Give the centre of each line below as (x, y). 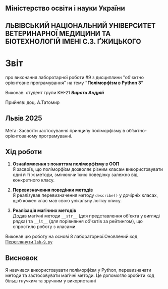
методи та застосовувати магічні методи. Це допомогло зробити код (80, 275)
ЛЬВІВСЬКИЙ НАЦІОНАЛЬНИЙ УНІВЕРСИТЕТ (80, 26)
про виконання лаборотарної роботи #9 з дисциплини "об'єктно (75, 77)
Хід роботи (23, 152)
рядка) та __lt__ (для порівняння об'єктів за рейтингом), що (77, 221)
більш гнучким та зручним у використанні (51, 281)
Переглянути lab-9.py (29, 242)
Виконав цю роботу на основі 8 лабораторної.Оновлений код (71, 237)
